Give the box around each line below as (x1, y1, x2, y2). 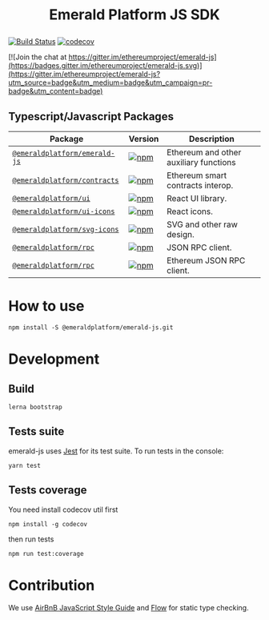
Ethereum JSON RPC (167, 255, 246, 266)
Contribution (8, 576, 95, 594)
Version (128, 134, 159, 144)
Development (8, 350, 100, 368)
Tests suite (8, 425, 65, 438)
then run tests (8, 534, 54, 544)
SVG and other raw (167, 219, 239, 230)
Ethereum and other (167, 147, 242, 158)
